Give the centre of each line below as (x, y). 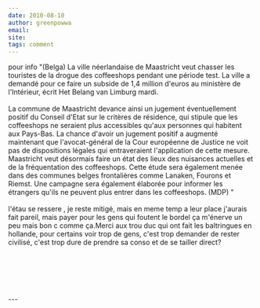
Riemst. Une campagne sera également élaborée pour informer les (116, 184)
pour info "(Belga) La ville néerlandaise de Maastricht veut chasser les (121, 67)
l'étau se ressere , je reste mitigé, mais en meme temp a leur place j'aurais (128, 209)
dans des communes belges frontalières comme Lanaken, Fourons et (119, 176)
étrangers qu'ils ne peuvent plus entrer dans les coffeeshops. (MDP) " (121, 192)
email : (19, 30)
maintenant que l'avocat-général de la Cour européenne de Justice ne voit (128, 142)
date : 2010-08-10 (36, 15)
